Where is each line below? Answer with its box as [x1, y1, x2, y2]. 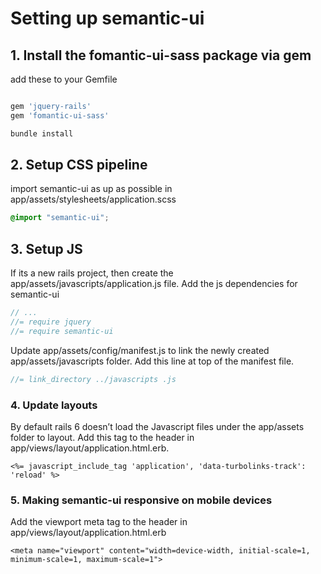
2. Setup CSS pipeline [10, 157, 148, 174]
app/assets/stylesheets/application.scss [10, 193, 177, 206]
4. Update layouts [10, 398, 98, 412]
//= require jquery [10, 317, 92, 327]
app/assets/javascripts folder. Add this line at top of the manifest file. [10, 355, 295, 367]
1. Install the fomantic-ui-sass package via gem [10, 47, 312, 64]
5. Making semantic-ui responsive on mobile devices [10, 493, 273, 507]
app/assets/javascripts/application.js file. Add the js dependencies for [10, 278, 298, 290]
